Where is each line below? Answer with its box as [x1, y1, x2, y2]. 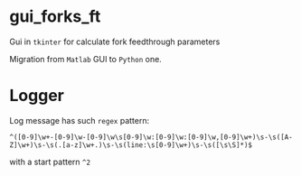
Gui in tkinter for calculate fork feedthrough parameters [9, 36, 221, 47]
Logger [9, 86, 65, 106]
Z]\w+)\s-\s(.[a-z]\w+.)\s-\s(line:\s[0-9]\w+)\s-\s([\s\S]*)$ [9, 140, 253, 150]
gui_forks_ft [9, 6, 101, 27]
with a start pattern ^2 [9, 156, 91, 167]
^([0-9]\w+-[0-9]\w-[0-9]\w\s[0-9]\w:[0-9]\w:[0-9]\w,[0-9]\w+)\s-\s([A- [9, 133, 294, 142]
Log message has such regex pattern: [9, 115, 150, 125]
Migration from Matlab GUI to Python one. [9, 53, 163, 64]
